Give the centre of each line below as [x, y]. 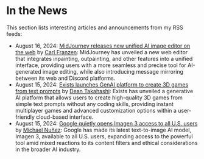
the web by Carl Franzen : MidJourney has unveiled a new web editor [101, 52]
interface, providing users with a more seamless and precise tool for [101, 65]
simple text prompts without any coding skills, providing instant [94, 104]
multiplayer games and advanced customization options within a [96, 110]
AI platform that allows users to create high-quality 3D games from [99, 97]
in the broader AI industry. [48, 149]
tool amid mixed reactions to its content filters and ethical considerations [106, 143]
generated [28, 71]
